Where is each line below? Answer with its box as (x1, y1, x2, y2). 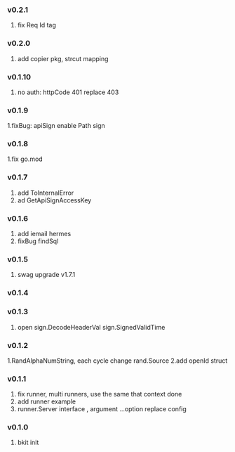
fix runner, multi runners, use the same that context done (17, 390, 182, 399)
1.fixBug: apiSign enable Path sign (7, 122, 105, 130)
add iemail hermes (17, 230, 72, 238)
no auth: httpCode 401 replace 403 (17, 88, 119, 96)
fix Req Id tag (17, 21, 56, 30)
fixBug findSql (17, 237, 59, 245)
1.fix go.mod (7, 155, 43, 163)
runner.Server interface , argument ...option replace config (17, 405, 187, 413)
